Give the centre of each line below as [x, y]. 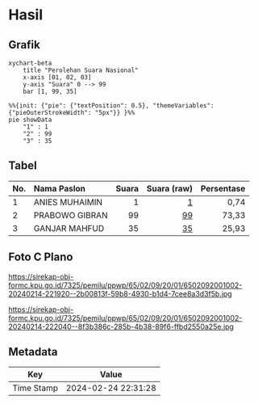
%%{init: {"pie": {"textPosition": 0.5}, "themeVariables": [112, 106]
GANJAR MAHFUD [69, 228]
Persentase [223, 188]
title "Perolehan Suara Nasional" [81, 70]
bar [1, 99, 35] [50, 91]
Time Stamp [35, 388]
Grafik [24, 45]
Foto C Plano [41, 257]
